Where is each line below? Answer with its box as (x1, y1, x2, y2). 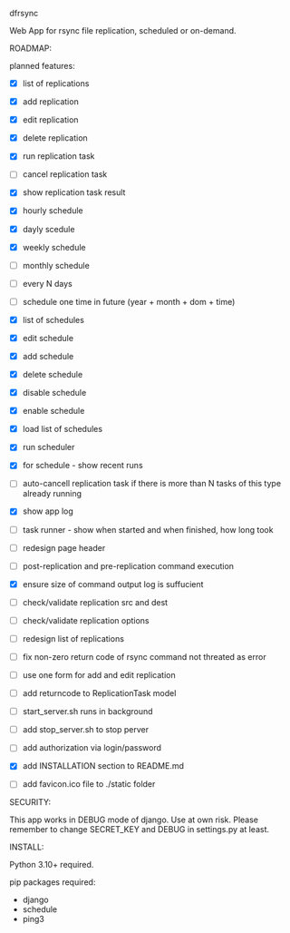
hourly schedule (22, 205, 83, 216)
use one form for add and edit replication (22, 670, 176, 680)
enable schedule (22, 406, 85, 417)
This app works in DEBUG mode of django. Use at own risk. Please (9, 814, 259, 825)
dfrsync (9, 8, 39, 18)
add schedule (22, 350, 74, 361)
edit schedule (22, 332, 74, 343)
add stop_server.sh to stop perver (22, 724, 150, 735)
